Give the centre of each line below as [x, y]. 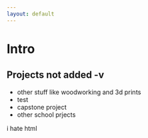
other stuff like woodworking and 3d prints [79, 92]
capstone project [42, 107]
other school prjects [46, 115]
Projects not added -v [55, 75]
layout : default [30, 14]
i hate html [22, 128]
